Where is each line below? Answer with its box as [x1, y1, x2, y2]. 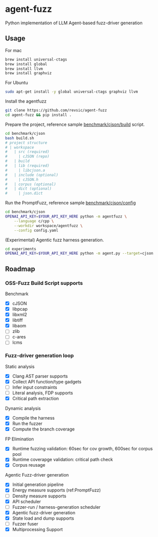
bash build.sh [5, 135, 35, 141]
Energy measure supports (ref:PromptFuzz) [12, 487, 101, 493]
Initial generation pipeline [12, 482, 64, 487]
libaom [12, 323, 26, 329]
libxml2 [12, 312, 27, 318]
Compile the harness [12, 415, 55, 421]
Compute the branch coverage [12, 426, 75, 432]
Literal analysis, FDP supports [12, 390, 73, 396]
